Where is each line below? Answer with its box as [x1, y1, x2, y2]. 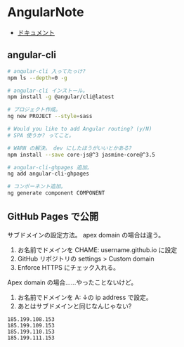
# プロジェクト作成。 [7, 106, 61, 113]
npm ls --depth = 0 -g [7, 74, 68, 81]
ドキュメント [17, 28, 55, 37]
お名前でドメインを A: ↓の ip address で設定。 [17, 293, 152, 301]
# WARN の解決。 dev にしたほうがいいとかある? [7, 145, 132, 152]
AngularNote [7, 4, 84, 20]
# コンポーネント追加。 [7, 183, 67, 190]
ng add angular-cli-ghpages [7, 170, 90, 178]
